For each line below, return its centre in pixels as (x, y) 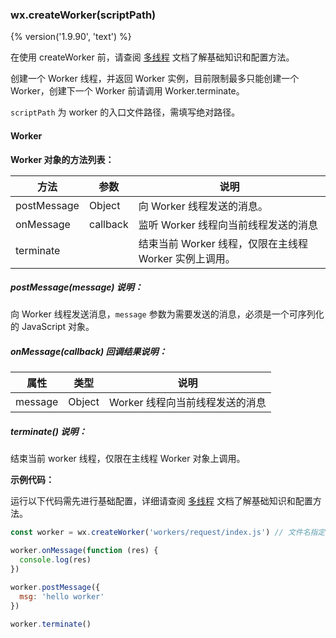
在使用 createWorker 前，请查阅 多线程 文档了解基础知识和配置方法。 (152, 57)
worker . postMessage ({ (55, 587)
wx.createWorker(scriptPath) (83, 15)
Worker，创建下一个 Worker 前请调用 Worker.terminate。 (127, 91)
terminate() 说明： (49, 432)
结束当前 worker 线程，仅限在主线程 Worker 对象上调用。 (128, 459)
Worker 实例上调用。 (187, 258)
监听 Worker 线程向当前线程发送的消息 (228, 225)
